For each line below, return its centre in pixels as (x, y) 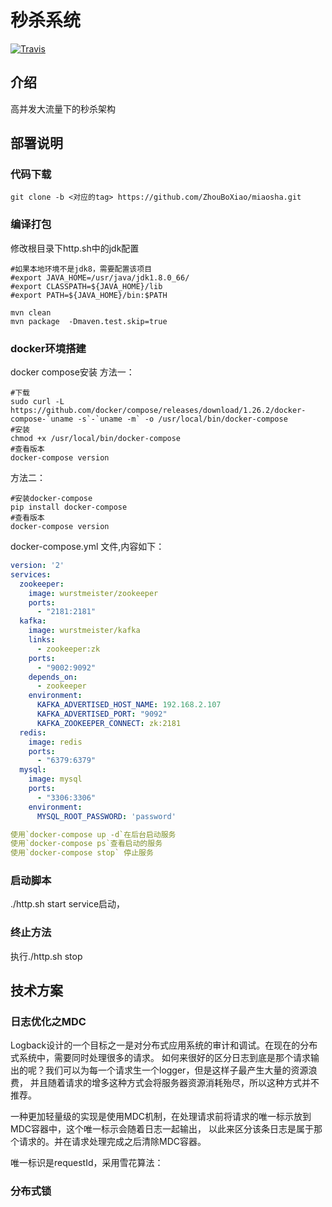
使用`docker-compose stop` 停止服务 (82, 853)
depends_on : (53, 677)
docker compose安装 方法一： (72, 372)
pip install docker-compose (69, 507)
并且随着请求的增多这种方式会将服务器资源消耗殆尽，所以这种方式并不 (174, 1083)
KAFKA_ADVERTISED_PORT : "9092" (102, 714)
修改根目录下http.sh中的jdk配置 (75, 248)
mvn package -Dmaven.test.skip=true (89, 321)
